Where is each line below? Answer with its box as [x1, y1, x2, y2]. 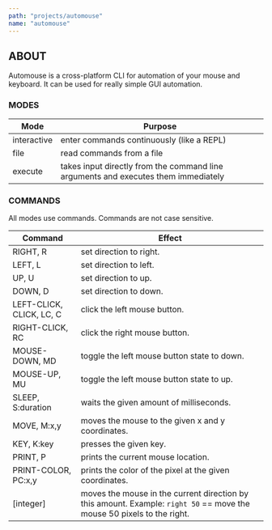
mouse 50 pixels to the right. [80, 507, 190, 519]
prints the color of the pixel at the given [80, 464, 230, 476]
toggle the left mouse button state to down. [80, 350, 244, 361]
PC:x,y [12, 474, 38, 485]
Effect [158, 232, 182, 244]
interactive [12, 134, 53, 146]
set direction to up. [80, 272, 152, 283]
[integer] [12, 498, 46, 509]
